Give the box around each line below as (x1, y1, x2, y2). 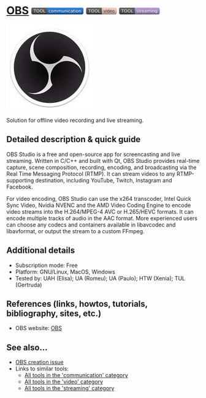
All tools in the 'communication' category (24, 372, 129, 379)
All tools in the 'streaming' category (24, 385, 115, 392)
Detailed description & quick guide (6, 134, 141, 145)
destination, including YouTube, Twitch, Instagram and (35, 176, 173, 184)
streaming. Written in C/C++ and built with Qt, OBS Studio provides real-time (6, 157, 200, 164)
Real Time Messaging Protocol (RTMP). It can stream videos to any (6, 170, 176, 178)
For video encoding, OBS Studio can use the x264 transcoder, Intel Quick (6, 195, 191, 202)
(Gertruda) (15, 281, 42, 288)
